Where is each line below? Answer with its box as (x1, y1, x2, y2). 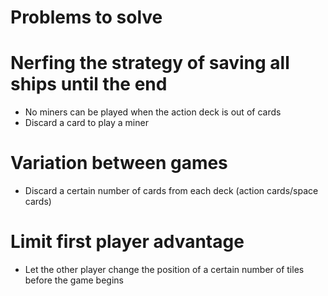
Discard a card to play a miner (24, 117, 149, 129)
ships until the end (10, 73, 168, 96)
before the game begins (24, 274, 124, 286)
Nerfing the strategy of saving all (10, 52, 290, 75)
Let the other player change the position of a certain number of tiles (24, 264, 305, 275)
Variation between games (10, 152, 228, 175)
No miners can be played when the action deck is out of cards (24, 106, 282, 118)
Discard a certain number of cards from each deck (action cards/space (24, 185, 319, 197)
